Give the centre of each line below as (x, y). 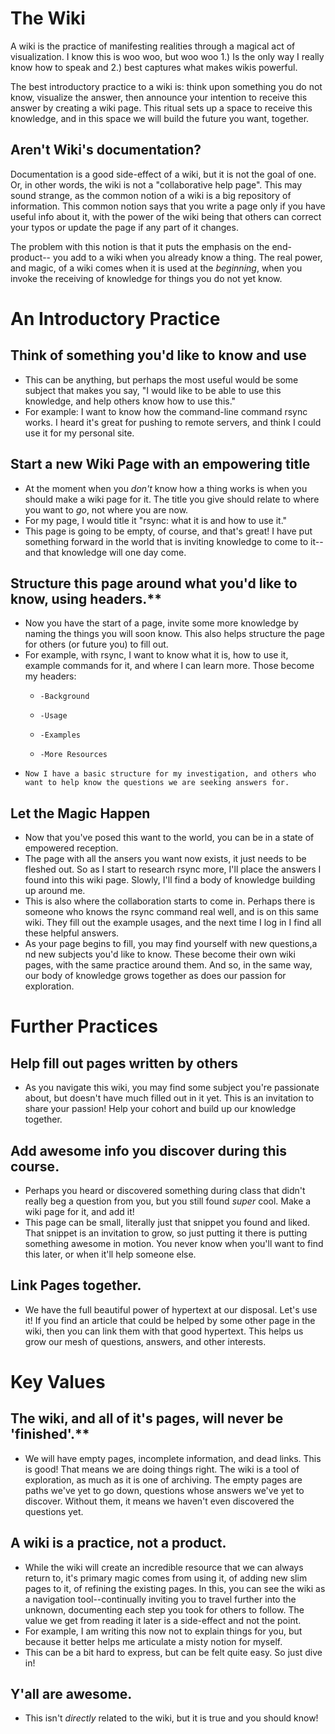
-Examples (60, 735)
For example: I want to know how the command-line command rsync (166, 411)
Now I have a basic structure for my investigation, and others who (170, 774)
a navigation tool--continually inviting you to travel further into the (160, 1599)
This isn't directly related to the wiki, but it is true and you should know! (171, 1718)
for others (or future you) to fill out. (96, 644)
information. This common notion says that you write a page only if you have (168, 206)
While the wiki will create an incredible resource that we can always (164, 1567)
